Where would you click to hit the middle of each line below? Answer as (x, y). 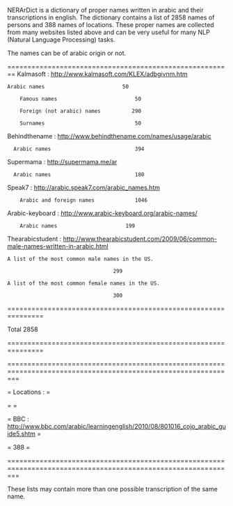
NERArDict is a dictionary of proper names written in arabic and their (105, 10)
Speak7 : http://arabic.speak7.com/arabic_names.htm (83, 188)
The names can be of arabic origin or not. (67, 53)
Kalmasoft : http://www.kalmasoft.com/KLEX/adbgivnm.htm (102, 74)
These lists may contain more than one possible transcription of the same (112, 489)
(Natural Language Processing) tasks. (61, 40)
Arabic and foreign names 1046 (84, 200)
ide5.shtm (22, 434)
